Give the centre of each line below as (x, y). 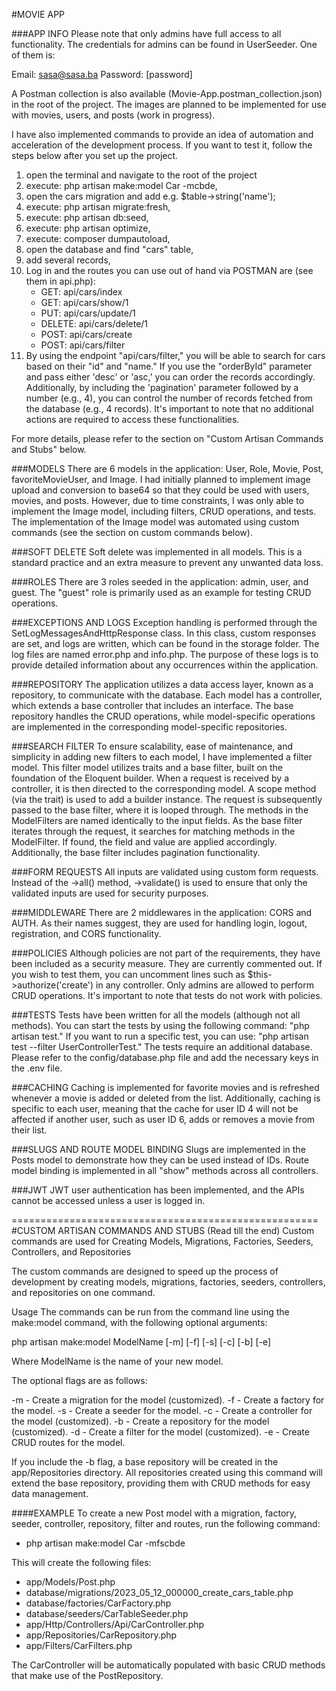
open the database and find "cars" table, (109, 249)
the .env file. (37, 1068)
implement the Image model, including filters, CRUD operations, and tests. (164, 511)
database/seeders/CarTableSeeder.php (107, 1613)
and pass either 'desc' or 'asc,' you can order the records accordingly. (170, 377)
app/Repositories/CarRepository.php (101, 1635)
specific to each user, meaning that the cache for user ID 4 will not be (155, 1108)
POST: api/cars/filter (83, 345)
